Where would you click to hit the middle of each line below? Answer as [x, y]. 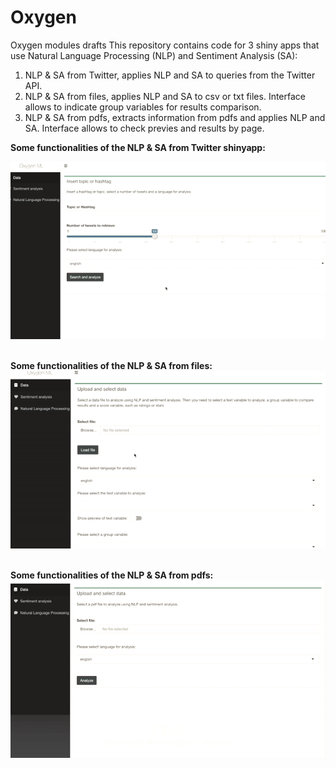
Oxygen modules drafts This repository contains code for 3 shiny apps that [165, 45]
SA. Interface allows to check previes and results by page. [144, 128]
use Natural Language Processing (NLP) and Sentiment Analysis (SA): [154, 55]
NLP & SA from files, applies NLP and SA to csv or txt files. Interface [165, 96]
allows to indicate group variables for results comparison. [143, 107]
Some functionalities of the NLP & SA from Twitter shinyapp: [138, 147]
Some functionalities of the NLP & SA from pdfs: [112, 575]
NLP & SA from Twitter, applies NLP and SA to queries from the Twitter [170, 75]
